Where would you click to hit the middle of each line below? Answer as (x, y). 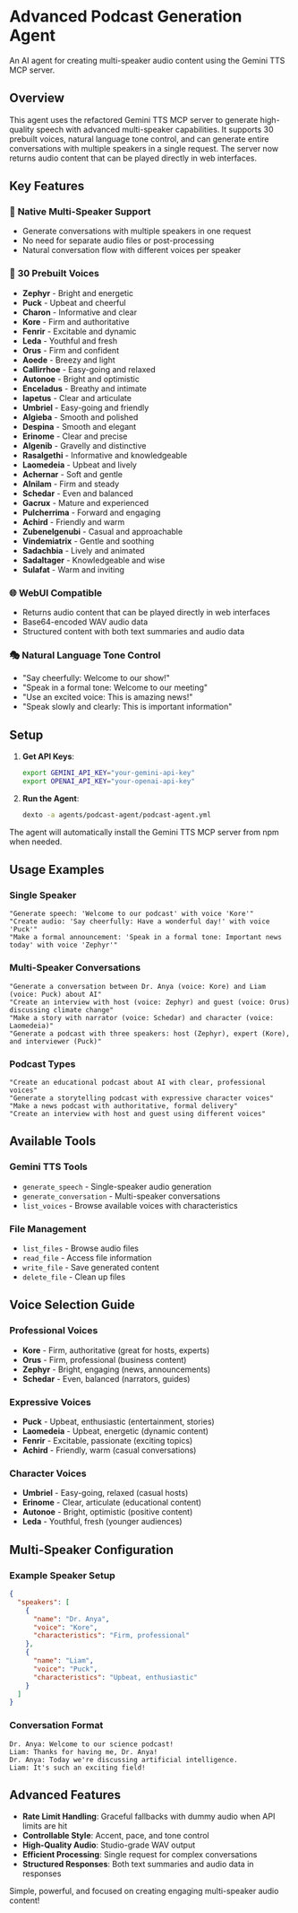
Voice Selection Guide (72, 1305)
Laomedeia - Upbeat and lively (79, 465)
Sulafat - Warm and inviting (73, 569)
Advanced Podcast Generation (126, 17)
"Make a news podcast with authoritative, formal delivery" (124, 1106)
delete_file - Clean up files (74, 1277)
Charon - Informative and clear (79, 312)
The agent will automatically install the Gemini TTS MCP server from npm (144, 832)
